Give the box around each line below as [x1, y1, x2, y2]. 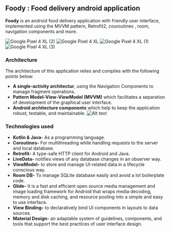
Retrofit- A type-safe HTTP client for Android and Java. [12, 151, 130, 157]
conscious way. [12, 167, 46, 173]
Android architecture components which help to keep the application [12, 105, 160, 111]
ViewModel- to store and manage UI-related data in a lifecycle [12, 161, 144, 167]
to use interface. [12, 199, 47, 206]
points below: [5, 73, 34, 79]
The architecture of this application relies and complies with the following [5, 68, 160, 74]
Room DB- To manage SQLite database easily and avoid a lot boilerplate [12, 172, 165, 179]
